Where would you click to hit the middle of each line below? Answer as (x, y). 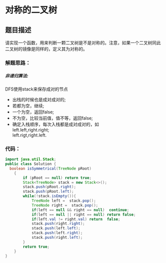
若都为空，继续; (28, 106)
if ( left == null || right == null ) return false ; (83, 215)
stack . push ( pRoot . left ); (48, 192)
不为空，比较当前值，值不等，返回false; (52, 118)
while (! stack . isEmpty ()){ (50, 196)
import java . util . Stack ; (31, 159)
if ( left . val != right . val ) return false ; (76, 219)
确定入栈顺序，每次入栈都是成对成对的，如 (56, 124)
